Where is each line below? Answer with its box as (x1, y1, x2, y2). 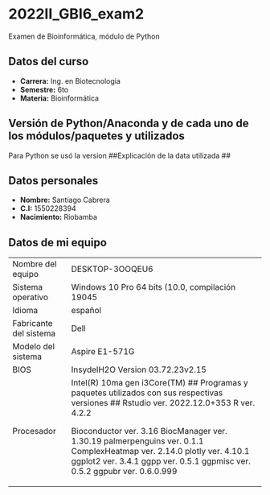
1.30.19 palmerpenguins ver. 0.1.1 (71, 435, 204, 447)
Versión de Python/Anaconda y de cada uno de (8, 117, 249, 130)
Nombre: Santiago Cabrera (19, 195, 110, 205)
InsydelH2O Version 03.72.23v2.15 (71, 364, 207, 375)
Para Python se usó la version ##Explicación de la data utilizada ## (8, 151, 231, 160)
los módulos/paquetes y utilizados (8, 130, 185, 143)
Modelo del (12, 341, 55, 353)
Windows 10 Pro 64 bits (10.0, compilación (71, 282, 236, 293)
